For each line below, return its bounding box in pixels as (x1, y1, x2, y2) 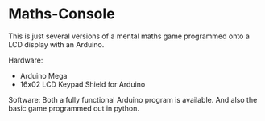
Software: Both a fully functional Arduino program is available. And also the (8, 95, 258, 104)
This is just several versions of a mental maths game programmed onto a (8, 31, 250, 41)
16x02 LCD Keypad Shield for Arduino (19, 79, 146, 89)
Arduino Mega (19, 71, 68, 80)
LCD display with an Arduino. (8, 39, 105, 49)
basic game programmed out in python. (8, 103, 139, 113)
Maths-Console (8, 5, 115, 23)
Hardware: (8, 55, 43, 65)
